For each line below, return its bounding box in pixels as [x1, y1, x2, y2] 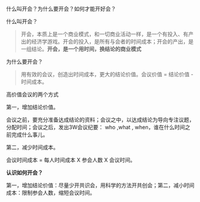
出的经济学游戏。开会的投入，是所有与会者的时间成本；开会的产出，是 [20, 38, 194, 45]
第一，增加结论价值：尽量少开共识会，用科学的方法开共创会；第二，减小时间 [6, 182, 195, 189]
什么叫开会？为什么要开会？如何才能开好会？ [6, 5, 116, 12]
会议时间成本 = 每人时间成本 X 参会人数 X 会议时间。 [6, 157, 136, 163]
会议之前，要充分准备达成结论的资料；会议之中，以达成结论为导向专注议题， [6, 116, 195, 123]
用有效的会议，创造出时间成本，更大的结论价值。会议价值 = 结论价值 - [20, 71, 194, 77]
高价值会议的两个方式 [6, 91, 59, 98]
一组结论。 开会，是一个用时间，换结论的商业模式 [20, 45, 141, 52]
